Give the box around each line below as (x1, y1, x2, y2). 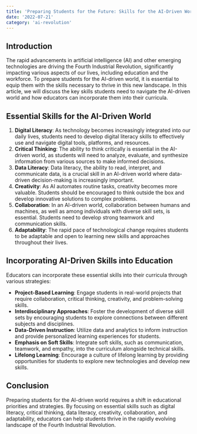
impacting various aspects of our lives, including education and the (6, 69, 168, 76)
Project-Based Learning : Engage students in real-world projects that (14, 289, 182, 296)
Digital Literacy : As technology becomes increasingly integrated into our (14, 127, 191, 134)
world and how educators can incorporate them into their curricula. (6, 94, 168, 101)
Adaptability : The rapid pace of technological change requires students (14, 226, 189, 233)
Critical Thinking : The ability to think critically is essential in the (14, 145, 169, 152)
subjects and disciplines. (14, 320, 74, 327)
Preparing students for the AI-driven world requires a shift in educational (6, 396, 182, 404)
